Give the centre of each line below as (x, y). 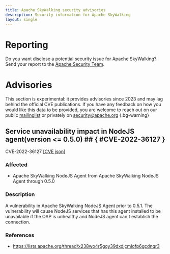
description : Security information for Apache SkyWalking (68, 15)
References (20, 235)
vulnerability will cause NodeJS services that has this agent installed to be (83, 211)
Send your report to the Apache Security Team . (55, 64)
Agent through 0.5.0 (34, 181)
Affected (17, 165)
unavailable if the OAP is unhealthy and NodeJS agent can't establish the (82, 216)
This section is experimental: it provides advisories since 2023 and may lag (84, 99)
